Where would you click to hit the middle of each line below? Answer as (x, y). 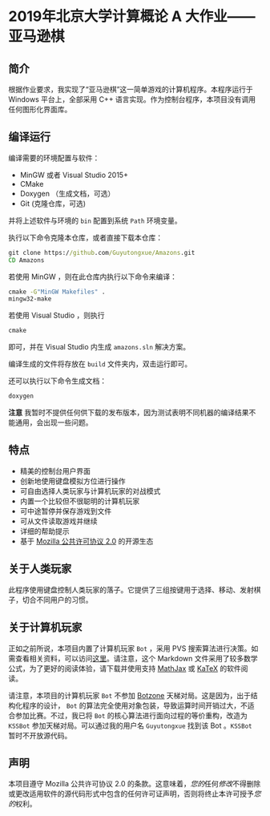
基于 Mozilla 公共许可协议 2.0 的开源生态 (87, 541)
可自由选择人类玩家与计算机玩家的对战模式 (90, 491)
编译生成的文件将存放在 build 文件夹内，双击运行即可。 (100, 364)
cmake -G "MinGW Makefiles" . (57, 292)
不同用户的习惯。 (64, 600)
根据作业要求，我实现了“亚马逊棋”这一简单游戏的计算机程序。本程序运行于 (131, 89)
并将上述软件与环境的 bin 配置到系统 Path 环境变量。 (95, 220)
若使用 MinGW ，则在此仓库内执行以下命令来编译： (93, 277)
